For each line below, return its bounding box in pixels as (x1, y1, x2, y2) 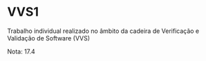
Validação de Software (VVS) (7, 34, 91, 42)
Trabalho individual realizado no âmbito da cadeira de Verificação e (7, 27, 200, 35)
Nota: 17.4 (7, 47, 36, 56)
